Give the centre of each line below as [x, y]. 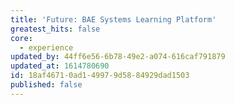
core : [21, 38]
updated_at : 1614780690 [60, 66]
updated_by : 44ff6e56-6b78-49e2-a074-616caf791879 [118, 57]
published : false [46, 85]
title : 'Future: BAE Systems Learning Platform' [113, 19]
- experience [46, 47]
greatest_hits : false [55, 29]
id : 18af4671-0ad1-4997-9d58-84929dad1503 [100, 76]
